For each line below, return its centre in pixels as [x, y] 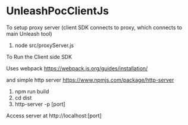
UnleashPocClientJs [57, 11]
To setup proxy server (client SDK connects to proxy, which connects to [94, 27]
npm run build [32, 91]
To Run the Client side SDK [39, 57]
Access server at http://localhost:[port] [54, 115]
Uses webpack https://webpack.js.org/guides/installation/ [77, 68]
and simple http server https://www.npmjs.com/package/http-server [90, 80]
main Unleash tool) [29, 33]
